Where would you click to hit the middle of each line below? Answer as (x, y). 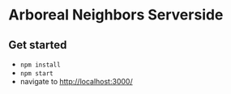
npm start (37, 74)
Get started (38, 45)
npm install (40, 65)
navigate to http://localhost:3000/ (76, 81)
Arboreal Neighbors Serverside (116, 15)
